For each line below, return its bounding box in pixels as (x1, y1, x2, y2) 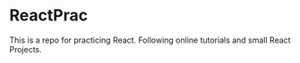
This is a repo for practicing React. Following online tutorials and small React (9, 35, 291, 45)
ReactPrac (9, 5, 88, 26)
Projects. (9, 43, 42, 54)
